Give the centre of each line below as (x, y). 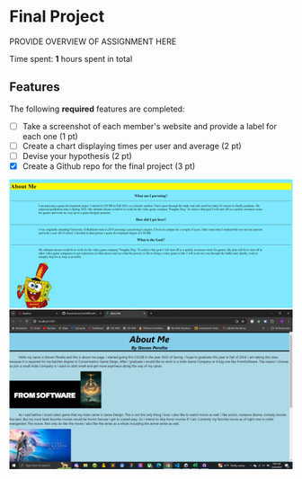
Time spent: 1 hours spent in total (71, 58)
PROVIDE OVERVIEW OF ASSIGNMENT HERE (93, 41)
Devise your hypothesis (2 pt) (77, 155)
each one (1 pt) (50, 136)
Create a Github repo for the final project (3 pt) (109, 166)
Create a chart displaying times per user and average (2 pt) (132, 146)
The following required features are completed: (97, 109)
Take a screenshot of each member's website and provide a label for (149, 126)
